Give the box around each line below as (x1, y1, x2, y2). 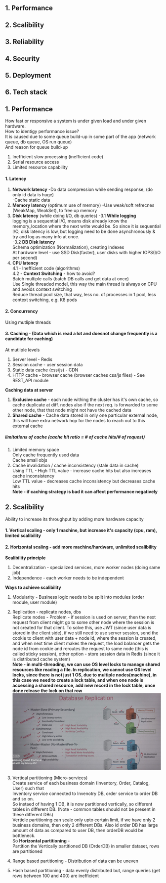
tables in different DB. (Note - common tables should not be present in (12, 806, 156, 812)
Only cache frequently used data (12, 452, 80, 458)
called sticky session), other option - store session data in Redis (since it (12, 651, 160, 657)
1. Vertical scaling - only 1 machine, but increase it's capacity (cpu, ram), (5, 528, 157, 533)
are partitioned (12, 848, 43, 854)
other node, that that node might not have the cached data (12, 407, 132, 413)
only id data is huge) (12, 192, 54, 198)
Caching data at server (5, 387, 53, 393)
